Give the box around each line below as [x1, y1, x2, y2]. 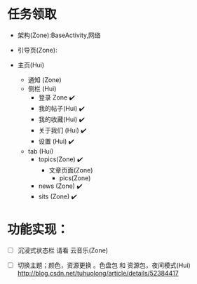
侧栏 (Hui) [27, 84, 57, 93]
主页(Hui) [17, 60, 45, 69]
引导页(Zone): [17, 46, 57, 54]
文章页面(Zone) [48, 165, 93, 174]
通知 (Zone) [27, 75, 62, 84]
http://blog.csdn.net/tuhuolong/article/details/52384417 [17, 269, 179, 277]
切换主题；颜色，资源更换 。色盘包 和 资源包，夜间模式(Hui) [17, 261, 191, 269]
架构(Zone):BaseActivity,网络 [17, 31, 101, 39]
